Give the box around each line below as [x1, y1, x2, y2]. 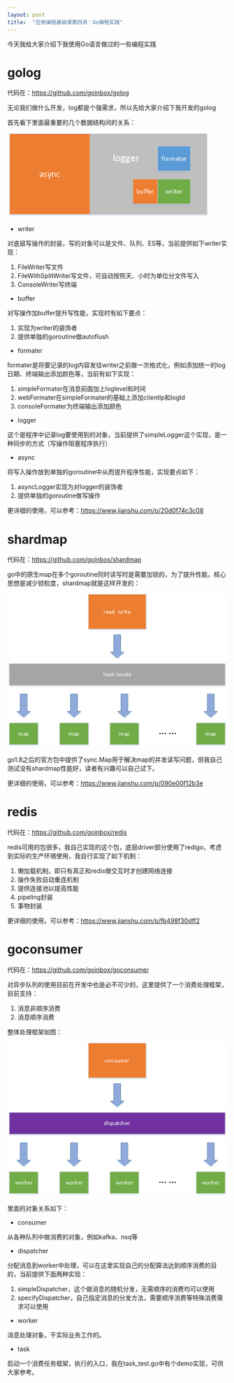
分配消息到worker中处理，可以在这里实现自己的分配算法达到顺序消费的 [7, 1261, 211, 1270]
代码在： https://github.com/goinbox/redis [7, 828, 127, 837]
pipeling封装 [17, 893, 54, 902]
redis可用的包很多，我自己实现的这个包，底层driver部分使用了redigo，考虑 [7, 843, 222, 851]
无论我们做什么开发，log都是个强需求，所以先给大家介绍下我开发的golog [7, 104, 217, 112]
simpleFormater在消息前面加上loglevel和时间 [17, 385, 147, 393]
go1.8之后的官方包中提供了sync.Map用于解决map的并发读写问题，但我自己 [7, 755, 222, 764]
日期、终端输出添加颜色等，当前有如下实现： [7, 370, 136, 378]
